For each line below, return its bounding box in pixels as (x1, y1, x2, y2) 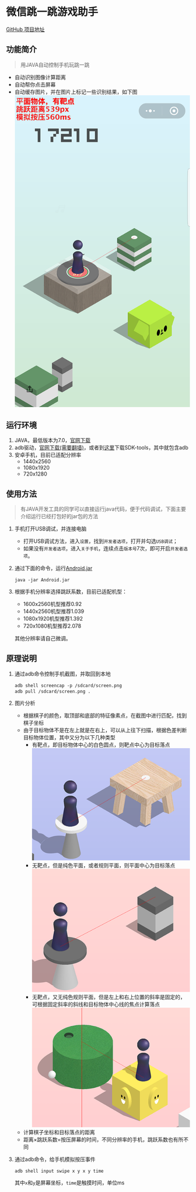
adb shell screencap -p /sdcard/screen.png (14, 683, 123, 688)
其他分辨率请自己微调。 (14, 635, 71, 642)
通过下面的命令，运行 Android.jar (14, 565, 93, 572)
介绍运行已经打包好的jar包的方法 (20, 513, 99, 520)
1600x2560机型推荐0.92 (23, 601, 82, 608)
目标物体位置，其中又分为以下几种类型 (23, 733, 116, 740)
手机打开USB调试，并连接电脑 (14, 525, 87, 532)
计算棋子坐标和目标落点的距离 (23, 1128, 95, 1135)
